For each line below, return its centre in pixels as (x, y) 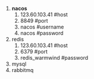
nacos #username (42, 27)
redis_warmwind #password (54, 58)
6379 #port (34, 51)
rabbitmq (22, 70)
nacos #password (42, 33)
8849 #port (34, 21)
